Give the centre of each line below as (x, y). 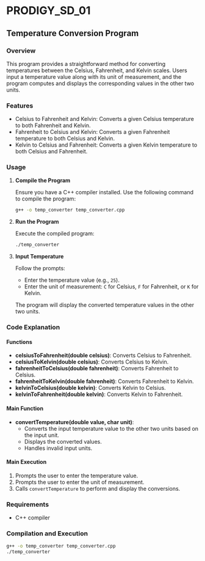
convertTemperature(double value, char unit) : (74, 422)
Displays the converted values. (63, 441)
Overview (21, 51)
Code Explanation (33, 328)
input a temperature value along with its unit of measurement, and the (94, 76)
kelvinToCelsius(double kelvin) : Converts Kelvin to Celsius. (90, 388)
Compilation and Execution (47, 533)
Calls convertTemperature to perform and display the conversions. (98, 488)
